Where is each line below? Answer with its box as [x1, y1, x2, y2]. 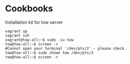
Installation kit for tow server [5, 19, 63, 25]
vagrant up [5, 29, 28, 33]
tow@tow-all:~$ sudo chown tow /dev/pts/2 [5, 50, 94, 55]
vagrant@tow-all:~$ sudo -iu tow [5, 37, 74, 42]
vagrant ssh [5, 33, 30, 38]
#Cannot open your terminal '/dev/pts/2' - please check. [5, 46, 127, 51]
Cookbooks [5, 3, 53, 14]
